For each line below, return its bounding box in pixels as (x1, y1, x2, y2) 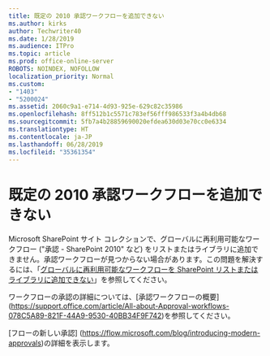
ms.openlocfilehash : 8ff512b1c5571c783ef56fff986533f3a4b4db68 (8, 111, 227, 119)
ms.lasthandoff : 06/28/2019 (8, 140, 104, 149)
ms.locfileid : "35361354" (8, 148, 96, 156)
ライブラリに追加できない (8, 275, 94, 284)
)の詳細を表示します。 (41, 338, 115, 348)
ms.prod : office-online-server (8, 58, 114, 66)
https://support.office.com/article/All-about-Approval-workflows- (11, 302, 229, 311)
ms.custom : (8, 80, 45, 88)
